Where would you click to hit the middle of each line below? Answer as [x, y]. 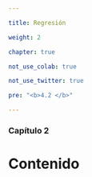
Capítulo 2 [29, 130]
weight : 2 [25, 37]
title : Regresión [37, 23]
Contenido [44, 164]
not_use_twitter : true [46, 81]
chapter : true [32, 52]
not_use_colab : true [43, 66]
